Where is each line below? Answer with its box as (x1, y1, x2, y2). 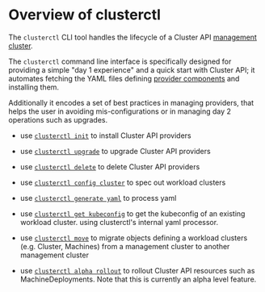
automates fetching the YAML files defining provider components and (8, 73, 240, 83)
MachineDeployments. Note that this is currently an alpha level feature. (19, 274, 257, 284)
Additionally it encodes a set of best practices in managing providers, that (8, 98, 254, 107)
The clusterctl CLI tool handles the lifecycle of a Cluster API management (8, 32, 257, 42)
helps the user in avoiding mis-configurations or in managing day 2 (8, 106, 232, 116)
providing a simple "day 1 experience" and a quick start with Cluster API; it (8, 65, 255, 74)
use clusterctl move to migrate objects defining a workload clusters (19, 232, 248, 243)
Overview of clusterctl (8, 6, 162, 24)
